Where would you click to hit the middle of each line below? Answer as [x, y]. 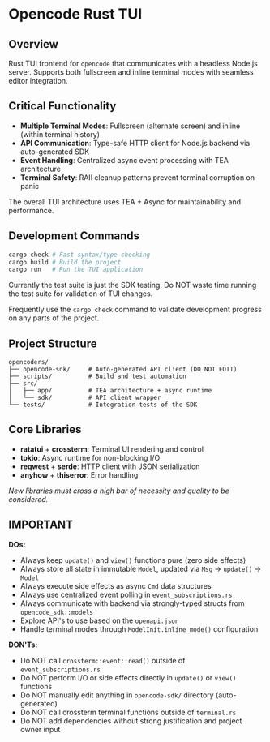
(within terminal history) [60, 134]
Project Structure [53, 343]
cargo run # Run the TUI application [76, 270]
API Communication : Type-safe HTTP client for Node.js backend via [135, 143]
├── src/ [23, 384]
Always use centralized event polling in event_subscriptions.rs [126, 594]
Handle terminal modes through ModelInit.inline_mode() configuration [139, 628]
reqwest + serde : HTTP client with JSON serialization [110, 466]
